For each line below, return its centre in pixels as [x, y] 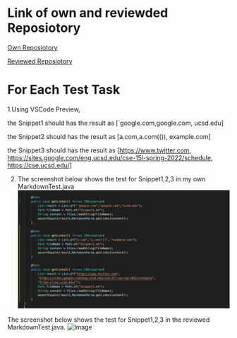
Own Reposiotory [32, 47]
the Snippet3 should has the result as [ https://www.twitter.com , [99, 150]
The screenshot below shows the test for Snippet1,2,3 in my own [111, 179]
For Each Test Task [64, 90]
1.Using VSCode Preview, [44, 109]
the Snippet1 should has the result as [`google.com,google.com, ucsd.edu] [116, 123]
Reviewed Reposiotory [40, 61]
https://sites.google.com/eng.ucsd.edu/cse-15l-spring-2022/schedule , [110, 157]
